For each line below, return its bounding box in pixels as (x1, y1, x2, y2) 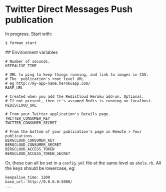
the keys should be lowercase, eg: (5, 165, 76, 171)
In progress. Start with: (5, 31, 52, 37)
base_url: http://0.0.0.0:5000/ (5, 179, 72, 184)
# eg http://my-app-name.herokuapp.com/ (5, 81, 91, 86)
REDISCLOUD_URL (5, 103, 37, 108)
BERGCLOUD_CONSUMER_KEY (5, 138, 55, 143)
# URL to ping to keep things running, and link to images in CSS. (5, 72, 149, 77)
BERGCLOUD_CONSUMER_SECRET (5, 142, 61, 147)
